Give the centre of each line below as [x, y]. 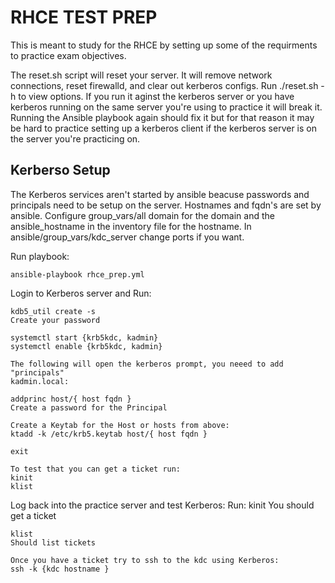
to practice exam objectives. [68, 55]
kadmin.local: [40, 381]
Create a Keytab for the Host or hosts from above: [120, 425]
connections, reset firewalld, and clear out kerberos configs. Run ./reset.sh [164, 85]
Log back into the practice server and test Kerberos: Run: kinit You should [162, 505]
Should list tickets [53, 542]
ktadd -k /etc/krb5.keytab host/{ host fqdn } [109, 434]
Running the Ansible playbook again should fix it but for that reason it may [162, 117]
